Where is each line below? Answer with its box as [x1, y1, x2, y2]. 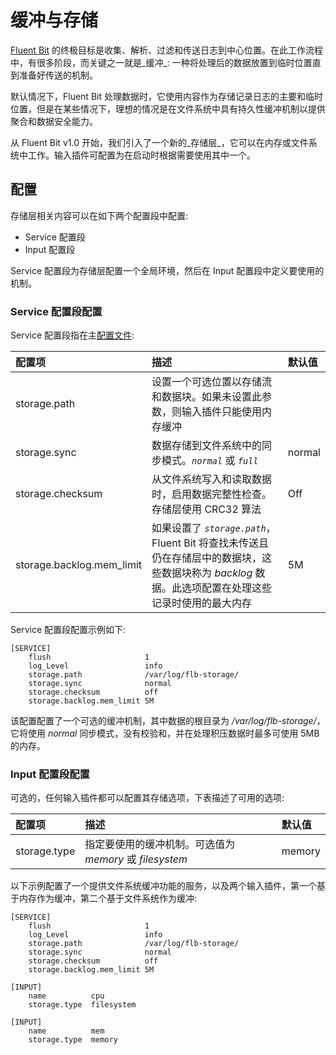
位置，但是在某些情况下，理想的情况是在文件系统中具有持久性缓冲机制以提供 [10, 102, 326, 115]
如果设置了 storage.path [151, 521, 267, 535]
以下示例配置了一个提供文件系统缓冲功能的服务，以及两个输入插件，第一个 [10, 880, 317, 892]
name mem [28, 1026, 105, 1036]
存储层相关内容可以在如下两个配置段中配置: [10, 209, 189, 221]
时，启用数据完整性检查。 [151, 487, 273, 501]
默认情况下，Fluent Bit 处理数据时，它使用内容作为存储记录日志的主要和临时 [10, 90, 323, 102]
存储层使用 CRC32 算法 [151, 502, 262, 516]
